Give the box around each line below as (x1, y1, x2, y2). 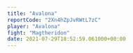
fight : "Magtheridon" (7, 29, 70, 36)
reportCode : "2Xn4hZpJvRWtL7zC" (7, 17, 101, 23)
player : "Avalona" (7, 23, 61, 30)
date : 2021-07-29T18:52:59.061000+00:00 (7, 36, 127, 43)
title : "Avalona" (7, 10, 58, 17)
